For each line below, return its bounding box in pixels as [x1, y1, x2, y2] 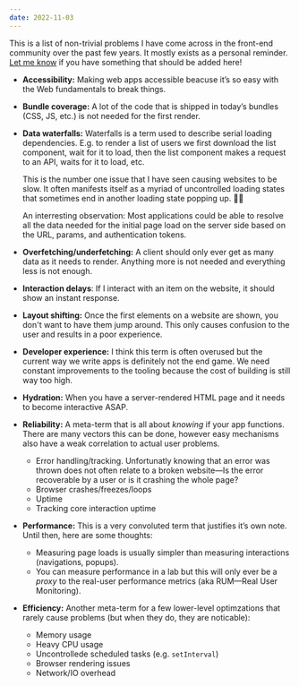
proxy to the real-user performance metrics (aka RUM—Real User [35, 575, 278, 587]
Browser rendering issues [35, 657, 131, 668]
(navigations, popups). [35, 556, 119, 567]
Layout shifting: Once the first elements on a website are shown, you [21, 310, 279, 321]
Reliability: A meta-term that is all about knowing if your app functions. [21, 418, 285, 430]
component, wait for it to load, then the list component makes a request [21, 147, 286, 158]
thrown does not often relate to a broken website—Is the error [35, 465, 264, 476]
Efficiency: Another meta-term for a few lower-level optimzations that [21, 602, 280, 613]
